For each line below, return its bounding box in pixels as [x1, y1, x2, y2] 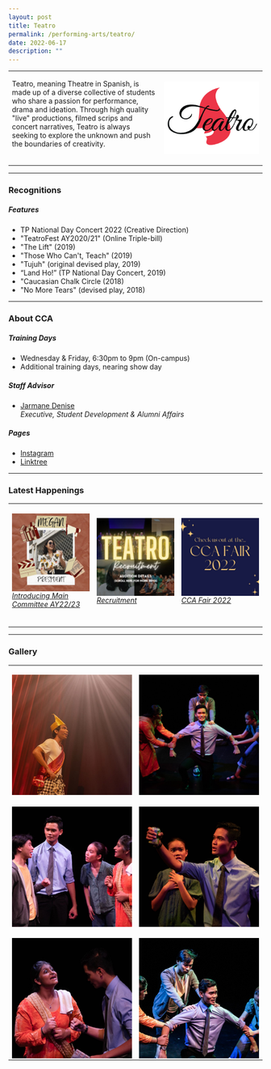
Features [8, 205, 40, 214]
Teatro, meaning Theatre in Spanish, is [11, 78, 140, 88]
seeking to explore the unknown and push [11, 130, 151, 140]
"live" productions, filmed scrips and [11, 113, 133, 123]
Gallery [8, 646, 38, 657]
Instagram [19, 449, 54, 458]
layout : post [8, 13, 52, 21]
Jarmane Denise [19, 401, 75, 411]
